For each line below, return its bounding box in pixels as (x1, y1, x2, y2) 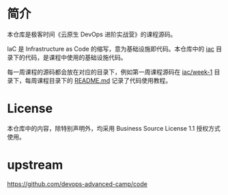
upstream (7, 157, 63, 173)
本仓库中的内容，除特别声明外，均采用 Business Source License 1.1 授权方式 (7, 124, 220, 132)
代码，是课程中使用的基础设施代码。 (25, 53, 127, 62)
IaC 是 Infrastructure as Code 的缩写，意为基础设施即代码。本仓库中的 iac (7, 44, 215, 53)
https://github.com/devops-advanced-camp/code (7, 179, 148, 188)
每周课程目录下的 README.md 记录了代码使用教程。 (25, 76, 172, 84)
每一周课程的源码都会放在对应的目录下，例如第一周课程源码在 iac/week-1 (7, 68, 213, 76)
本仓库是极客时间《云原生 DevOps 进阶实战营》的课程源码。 (7, 30, 177, 38)
